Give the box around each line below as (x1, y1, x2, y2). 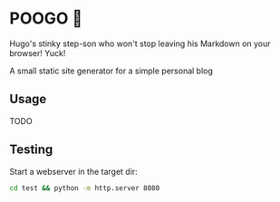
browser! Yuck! (9, 47, 66, 58)
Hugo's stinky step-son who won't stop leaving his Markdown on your (9, 38, 271, 49)
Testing (9, 142, 53, 158)
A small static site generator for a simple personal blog (9, 65, 213, 76)
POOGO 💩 (9, 8, 83, 29)
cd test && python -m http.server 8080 (9, 183, 160, 193)
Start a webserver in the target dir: (9, 166, 138, 177)
